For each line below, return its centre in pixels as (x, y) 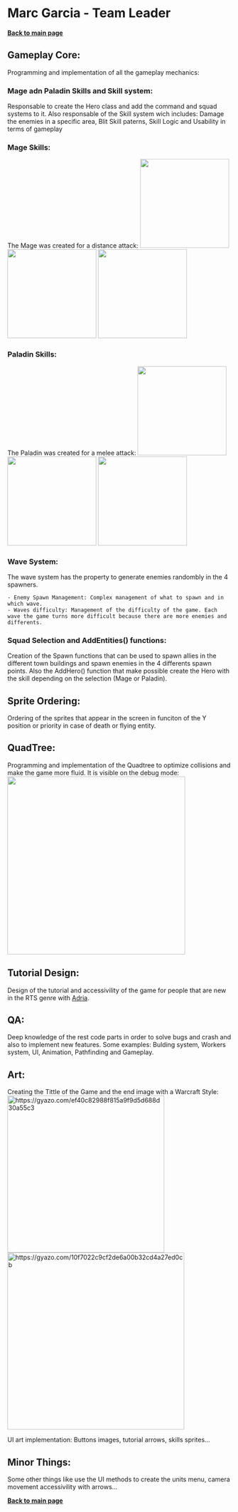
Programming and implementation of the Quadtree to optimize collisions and (119, 765)
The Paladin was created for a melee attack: (72, 453)
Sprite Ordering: (44, 701)
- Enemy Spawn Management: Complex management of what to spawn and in (115, 597)
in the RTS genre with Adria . (49, 997)
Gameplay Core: (44, 55)
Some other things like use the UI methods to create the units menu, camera (119, 1479)
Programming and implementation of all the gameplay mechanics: (104, 72)
